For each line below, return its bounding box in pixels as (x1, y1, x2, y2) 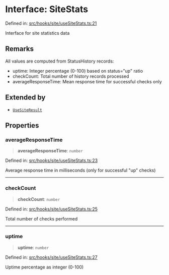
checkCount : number (17, 196, 60, 202)
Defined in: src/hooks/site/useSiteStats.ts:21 (5, 20, 97, 26)
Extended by (5, 93, 46, 102)
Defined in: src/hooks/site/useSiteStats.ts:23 (5, 157, 98, 163)
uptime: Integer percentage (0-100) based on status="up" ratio (12, 68, 143, 74)
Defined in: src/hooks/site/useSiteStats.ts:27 (5, 254, 98, 260)
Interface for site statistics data (5, 30, 70, 36)
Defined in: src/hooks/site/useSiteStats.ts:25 (5, 206, 98, 212)
